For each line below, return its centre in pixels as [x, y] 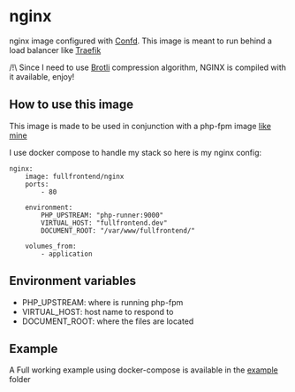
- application [67, 254]
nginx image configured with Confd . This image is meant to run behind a [140, 41]
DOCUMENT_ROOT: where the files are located [108, 321]
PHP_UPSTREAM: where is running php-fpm [102, 302]
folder [20, 380]
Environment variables [73, 281]
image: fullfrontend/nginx [75, 176]
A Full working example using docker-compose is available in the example [144, 370]
